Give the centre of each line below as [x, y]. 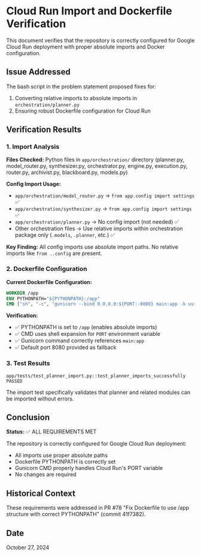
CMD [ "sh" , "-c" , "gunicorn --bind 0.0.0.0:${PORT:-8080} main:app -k [96, 304]
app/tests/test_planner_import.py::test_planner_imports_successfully [96, 376]
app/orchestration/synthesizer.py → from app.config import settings [103, 209]
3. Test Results [28, 363]
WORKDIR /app [22, 293]
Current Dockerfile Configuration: [49, 282]
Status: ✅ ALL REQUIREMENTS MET [51, 432]
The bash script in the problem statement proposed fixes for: [81, 86]
